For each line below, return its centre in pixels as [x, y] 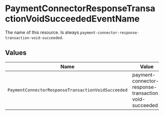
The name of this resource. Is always [42, 32]
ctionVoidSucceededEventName [72, 19]
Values [16, 53]
